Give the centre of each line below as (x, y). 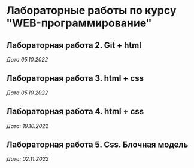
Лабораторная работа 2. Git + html (74, 45)
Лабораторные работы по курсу (91, 10)
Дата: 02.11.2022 (28, 159)
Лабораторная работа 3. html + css (75, 78)
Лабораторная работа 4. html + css (75, 112)
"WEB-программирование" (79, 23)
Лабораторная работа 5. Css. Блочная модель (97, 145)
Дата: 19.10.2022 (28, 126)
